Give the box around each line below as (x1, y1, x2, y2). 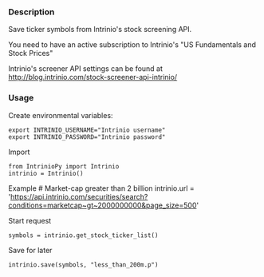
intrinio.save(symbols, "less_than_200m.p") (8, 260, 159, 269)
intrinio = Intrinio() (8, 169, 84, 177)
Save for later (8, 245, 53, 255)
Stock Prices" (8, 49, 53, 58)
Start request (8, 216, 52, 225)
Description (8, 6, 55, 18)
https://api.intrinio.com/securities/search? (10, 192, 148, 201)
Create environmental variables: (8, 110, 113, 120)
